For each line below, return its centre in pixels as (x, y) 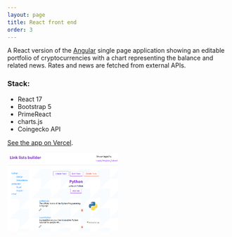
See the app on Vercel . (40, 142)
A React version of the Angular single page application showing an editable (116, 51)
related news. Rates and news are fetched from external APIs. (97, 65)
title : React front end (42, 22)
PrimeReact (34, 114)
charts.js (30, 121)
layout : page (26, 15)
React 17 (30, 99)
